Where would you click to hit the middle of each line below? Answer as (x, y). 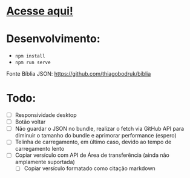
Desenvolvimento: (54, 39)
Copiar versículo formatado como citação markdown (90, 168)
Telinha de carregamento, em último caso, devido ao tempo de (93, 142)
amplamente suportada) (45, 162)
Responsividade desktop (46, 115)
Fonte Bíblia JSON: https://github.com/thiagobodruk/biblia (79, 74)
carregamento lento (40, 149)
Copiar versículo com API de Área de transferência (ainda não (92, 155)
